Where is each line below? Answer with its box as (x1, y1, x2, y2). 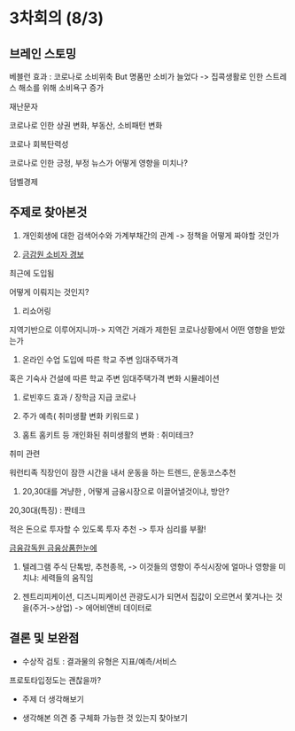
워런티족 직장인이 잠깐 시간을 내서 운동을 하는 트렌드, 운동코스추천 (9, 467, 237, 478)
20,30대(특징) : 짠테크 (9, 504, 86, 515)
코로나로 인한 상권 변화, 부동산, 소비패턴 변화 (9, 121, 163, 130)
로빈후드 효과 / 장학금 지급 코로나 (21, 392, 136, 402)
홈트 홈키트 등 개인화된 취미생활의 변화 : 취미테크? (21, 429, 195, 439)
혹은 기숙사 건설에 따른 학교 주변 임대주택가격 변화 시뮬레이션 (9, 373, 220, 384)
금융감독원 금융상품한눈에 (9, 542, 97, 553)
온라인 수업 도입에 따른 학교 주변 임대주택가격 (21, 354, 179, 364)
